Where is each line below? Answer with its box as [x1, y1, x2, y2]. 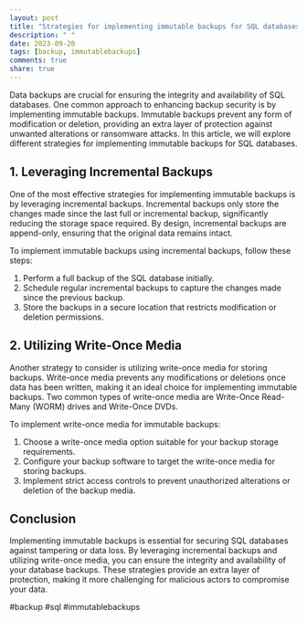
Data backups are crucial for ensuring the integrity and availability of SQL [9, 89, 286, 100]
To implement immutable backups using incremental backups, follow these [9, 245, 291, 256]
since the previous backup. [22, 291, 125, 302]
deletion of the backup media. [22, 485, 136, 496]
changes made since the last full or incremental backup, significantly [9, 207, 269, 219]
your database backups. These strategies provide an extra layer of [9, 564, 260, 575]
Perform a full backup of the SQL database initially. [22, 272, 215, 283]
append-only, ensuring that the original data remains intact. [9, 227, 233, 238]
